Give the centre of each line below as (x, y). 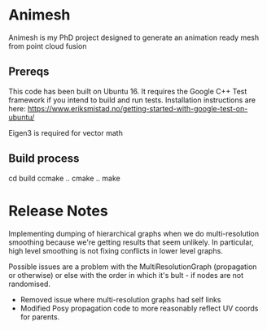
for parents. (40, 317)
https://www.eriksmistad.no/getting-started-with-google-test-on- (138, 108)
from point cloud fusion (48, 46)
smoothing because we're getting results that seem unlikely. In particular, (131, 242)
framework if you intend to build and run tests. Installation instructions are (132, 100)
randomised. (30, 284)
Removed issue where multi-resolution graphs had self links (120, 299)
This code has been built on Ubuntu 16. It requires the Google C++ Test (128, 91)
